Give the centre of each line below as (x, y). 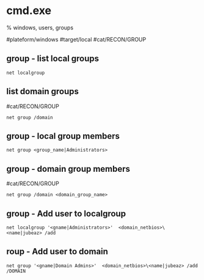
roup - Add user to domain (57, 252)
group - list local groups (53, 59)
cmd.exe (29, 11)
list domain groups (43, 91)
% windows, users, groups (40, 28)
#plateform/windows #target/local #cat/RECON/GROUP (76, 39)
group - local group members (63, 136)
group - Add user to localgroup (66, 214)
